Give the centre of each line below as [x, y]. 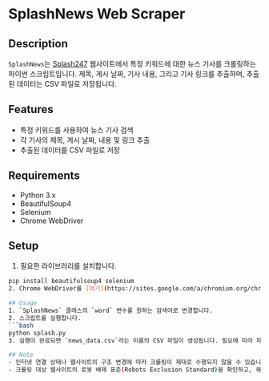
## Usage [23, 303]
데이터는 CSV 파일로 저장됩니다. [67, 84]
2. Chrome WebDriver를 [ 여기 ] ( [58, 289]
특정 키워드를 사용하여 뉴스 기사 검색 [76, 130]
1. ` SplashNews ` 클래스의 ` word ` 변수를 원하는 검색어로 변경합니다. [111, 311]
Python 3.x [38, 195]
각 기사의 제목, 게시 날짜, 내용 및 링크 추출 [85, 140]
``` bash [21, 326]
